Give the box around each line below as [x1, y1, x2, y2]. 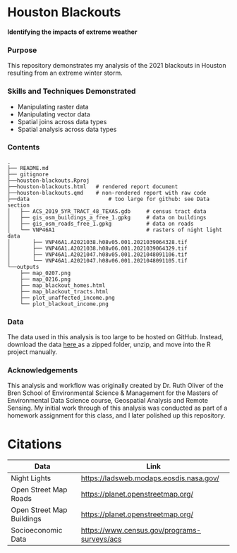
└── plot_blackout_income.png [20, 300, 109, 308]
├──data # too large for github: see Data [7, 195, 210, 202]
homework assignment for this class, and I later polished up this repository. [7, 411, 226, 420]
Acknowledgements [7, 365, 78, 375]
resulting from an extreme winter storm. [7, 68, 123, 78]
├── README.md [7, 164, 49, 171]
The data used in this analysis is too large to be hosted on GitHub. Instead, [7, 333, 224, 341]
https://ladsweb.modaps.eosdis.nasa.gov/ [80, 473, 220, 483]
